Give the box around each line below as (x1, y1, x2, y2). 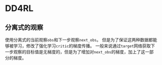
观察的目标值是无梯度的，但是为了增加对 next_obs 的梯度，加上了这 (13, 49, 146, 54)
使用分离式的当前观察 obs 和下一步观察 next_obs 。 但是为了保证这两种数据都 (5, 37, 153, 42)
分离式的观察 (5, 23, 44, 31)
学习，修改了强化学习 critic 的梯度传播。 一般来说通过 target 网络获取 (13, 43, 151, 49)
